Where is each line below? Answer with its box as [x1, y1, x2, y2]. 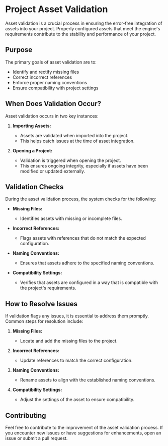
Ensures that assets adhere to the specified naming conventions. [20, 260, 154, 266]
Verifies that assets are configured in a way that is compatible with [20, 280, 158, 286]
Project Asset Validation [5, 4, 108, 15]
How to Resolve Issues [5, 299, 78, 308]
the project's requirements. [20, 285, 76, 291]
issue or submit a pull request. [5, 435, 68, 441]
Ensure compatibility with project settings [12, 85, 99, 91]
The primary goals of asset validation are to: [5, 59, 97, 65]
